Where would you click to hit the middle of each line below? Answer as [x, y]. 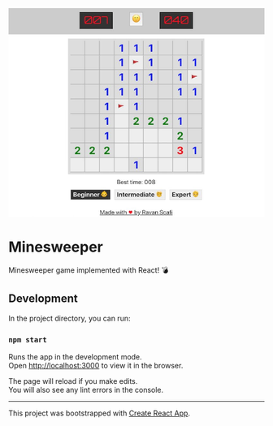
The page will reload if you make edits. [73, 381]
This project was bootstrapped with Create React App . [100, 413]
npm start [28, 340]
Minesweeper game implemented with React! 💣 [89, 270]
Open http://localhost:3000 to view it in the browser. [96, 366]
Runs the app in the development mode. [75, 357]
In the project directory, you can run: [69, 318]
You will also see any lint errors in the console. [86, 390]
